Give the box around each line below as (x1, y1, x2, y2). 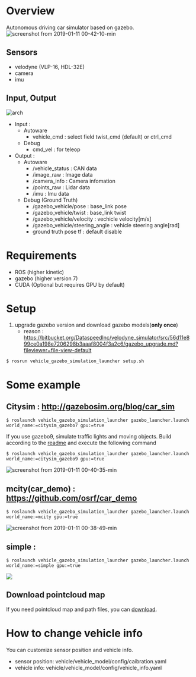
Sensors (6, 48, 38, 58)
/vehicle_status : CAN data (32, 165, 97, 172)
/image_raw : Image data (32, 171, 93, 178)
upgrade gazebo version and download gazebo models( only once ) (14, 321, 179, 328)
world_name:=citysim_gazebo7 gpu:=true (6, 422, 105, 429)
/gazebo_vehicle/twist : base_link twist (32, 209, 126, 216)
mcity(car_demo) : (6, 484, 76, 494)
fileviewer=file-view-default (23, 347, 92, 354)
